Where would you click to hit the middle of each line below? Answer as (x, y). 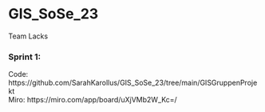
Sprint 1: (25, 57)
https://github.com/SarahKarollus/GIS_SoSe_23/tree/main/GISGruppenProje (133, 83)
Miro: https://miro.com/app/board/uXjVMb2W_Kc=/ (93, 100)
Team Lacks (28, 36)
